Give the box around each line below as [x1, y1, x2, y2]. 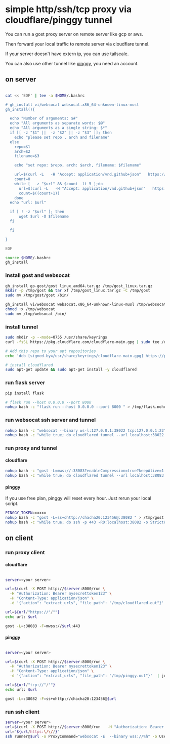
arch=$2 [14, 149, 30, 154]
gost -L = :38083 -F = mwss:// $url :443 [5, 624, 80, 629]
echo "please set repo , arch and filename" [14, 135, 110, 140]
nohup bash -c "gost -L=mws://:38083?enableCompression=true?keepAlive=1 [5, 468, 164, 474]
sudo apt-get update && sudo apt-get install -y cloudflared [5, 367, 137, 373]
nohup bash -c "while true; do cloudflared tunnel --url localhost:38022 [5, 433, 164, 438]
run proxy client [5, 549, 45, 556]
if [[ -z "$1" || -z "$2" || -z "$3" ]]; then [10, 130, 112, 135]
